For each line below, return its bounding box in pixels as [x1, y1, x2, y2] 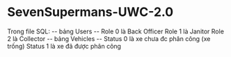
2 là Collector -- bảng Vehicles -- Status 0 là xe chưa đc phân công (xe [7, 34, 211, 42]
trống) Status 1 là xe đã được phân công [7, 42, 122, 50]
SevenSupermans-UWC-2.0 [7, 4, 174, 20]
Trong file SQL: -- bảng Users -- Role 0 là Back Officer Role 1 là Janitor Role [7, 27, 225, 35]
